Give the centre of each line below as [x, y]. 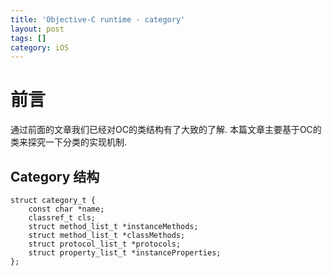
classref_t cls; [62, 218]
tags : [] [28, 38]
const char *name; [66, 209]
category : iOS [40, 47]
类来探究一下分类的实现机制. [69, 142]
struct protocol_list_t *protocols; [105, 244]
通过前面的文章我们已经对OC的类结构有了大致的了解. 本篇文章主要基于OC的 [166, 130]
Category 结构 [55, 176]
